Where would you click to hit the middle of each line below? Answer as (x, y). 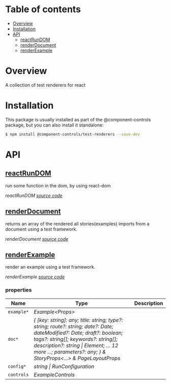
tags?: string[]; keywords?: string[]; (76, 339)
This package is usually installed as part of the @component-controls (78, 119)
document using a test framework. (41, 229)
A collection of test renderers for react (45, 85)
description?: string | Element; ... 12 (76, 345)
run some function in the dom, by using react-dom (58, 185)
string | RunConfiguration (64, 366)
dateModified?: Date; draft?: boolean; (78, 333)
